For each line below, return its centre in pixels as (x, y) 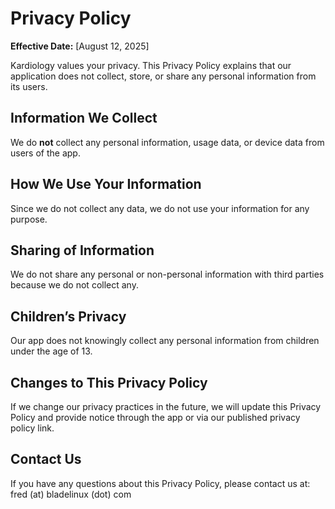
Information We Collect (84, 118)
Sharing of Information (82, 250)
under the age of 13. (51, 351)
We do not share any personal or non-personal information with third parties (167, 274)
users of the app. (45, 153)
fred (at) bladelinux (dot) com (71, 494)
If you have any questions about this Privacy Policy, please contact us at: (160, 483)
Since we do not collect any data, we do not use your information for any (160, 208)
